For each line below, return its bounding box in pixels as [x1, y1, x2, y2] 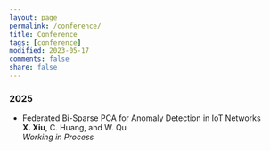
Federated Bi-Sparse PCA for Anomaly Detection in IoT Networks [21, 113, 261, 123]
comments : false [9, 55, 70, 63]
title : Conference [9, 29, 78, 38]
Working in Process [21, 131, 94, 143]
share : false [9, 63, 58, 72]
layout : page [9, 13, 58, 22]
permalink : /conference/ [9, 21, 102, 30]
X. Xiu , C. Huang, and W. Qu [21, 122, 127, 133]
